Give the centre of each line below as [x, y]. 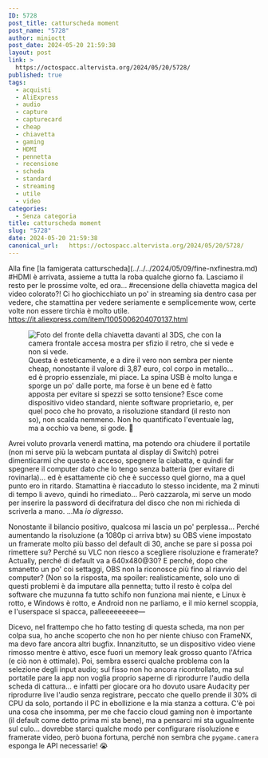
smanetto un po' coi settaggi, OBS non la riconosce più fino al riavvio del [128, 569]
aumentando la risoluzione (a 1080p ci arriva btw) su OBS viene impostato [130, 535]
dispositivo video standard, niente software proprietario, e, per [131, 402]
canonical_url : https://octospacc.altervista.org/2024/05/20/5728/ [126, 246]
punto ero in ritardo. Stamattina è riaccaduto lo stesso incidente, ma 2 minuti [134, 486]
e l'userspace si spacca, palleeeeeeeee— [77, 611]
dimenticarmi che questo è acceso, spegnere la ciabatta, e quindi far [121, 460]
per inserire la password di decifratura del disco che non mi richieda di [124, 503]
